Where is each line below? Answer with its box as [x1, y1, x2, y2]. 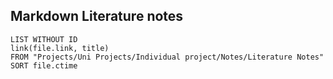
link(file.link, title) [10, 43, 110, 53]
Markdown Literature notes [10, 8, 184, 25]
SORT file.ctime [10, 60, 78, 71]
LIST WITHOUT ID [10, 34, 78, 44]
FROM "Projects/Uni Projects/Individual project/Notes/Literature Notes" [10, 52, 325, 62]
